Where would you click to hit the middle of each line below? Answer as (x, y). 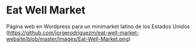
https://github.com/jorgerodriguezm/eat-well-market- (74, 32)
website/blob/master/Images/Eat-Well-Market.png (67, 39)
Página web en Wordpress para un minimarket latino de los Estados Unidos (98, 26)
